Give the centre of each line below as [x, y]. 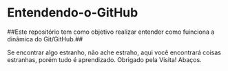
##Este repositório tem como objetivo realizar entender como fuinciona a [111, 32]
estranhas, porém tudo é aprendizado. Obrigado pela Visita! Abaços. [104, 59]
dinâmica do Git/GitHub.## [45, 39]
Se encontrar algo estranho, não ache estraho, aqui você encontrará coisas [114, 52]
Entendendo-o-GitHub [73, 13]
